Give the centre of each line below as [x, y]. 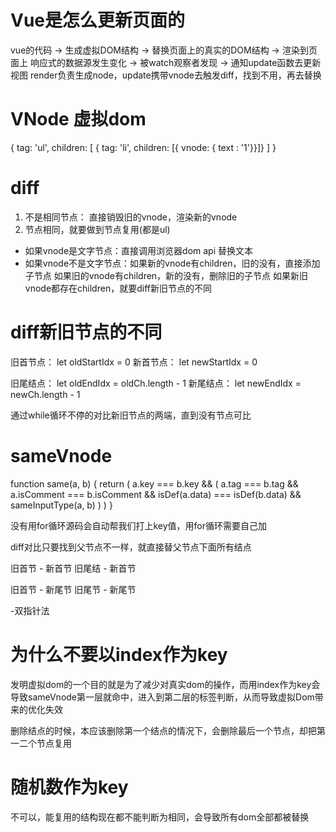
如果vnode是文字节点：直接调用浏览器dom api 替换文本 [138, 250]
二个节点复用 [45, 743]
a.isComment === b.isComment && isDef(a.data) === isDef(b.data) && [156, 494]
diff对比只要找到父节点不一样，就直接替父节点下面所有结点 [131, 547]
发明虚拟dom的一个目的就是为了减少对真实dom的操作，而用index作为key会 [165, 684]
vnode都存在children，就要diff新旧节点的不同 [118, 288]
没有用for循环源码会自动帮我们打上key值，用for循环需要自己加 [138, 525]
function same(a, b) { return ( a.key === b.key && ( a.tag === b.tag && [154, 483]
